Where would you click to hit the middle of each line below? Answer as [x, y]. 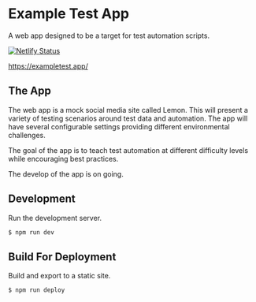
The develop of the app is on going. [66, 173]
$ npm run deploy [37, 290]
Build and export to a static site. [59, 276]
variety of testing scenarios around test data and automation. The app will [128, 118]
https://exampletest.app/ [48, 66]
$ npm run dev [32, 232]
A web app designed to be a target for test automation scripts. [109, 35]
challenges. [27, 135]
